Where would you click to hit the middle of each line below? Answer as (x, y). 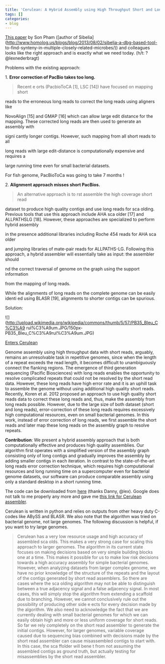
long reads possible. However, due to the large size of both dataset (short (80, 404)
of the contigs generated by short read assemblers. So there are (82, 578)
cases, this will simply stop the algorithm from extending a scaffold (85, 594)
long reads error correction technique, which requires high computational (79, 466)
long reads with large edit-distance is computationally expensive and (75, 151)
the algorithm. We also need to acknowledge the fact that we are (82, 609)
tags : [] (14, 14)
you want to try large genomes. (37, 527)
